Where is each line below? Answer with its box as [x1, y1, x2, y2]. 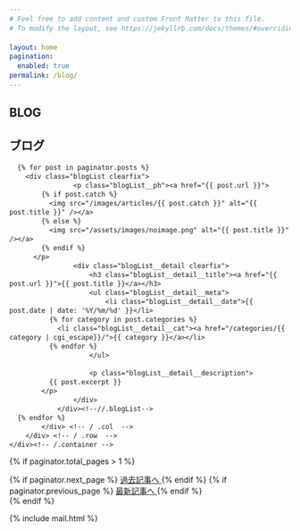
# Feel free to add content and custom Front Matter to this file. [9, 14, 266, 23]
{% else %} [41, 217, 82, 226]
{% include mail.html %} [9, 513, 98, 524]
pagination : [9, 52, 54, 62]
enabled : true [17, 62, 70, 71]
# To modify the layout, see [9, 23, 118, 33]
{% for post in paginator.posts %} [17, 164, 150, 173]
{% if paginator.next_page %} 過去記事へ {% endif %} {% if [9, 475, 228, 485]
